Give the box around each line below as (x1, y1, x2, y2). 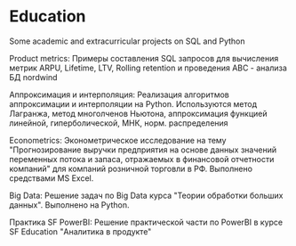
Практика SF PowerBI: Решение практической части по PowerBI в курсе (9, 217, 283, 227)
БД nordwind (9, 71, 58, 82)
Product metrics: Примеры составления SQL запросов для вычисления (9, 53, 279, 63)
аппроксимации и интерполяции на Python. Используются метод (9, 98, 258, 109)
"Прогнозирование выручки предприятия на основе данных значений (9, 144, 277, 155)
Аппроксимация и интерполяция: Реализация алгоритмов (9, 89, 229, 100)
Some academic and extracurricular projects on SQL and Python (9, 36, 245, 46)
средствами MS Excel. (9, 172, 94, 184)
